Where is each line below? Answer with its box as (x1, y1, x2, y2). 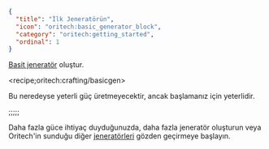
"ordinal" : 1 (15, 37, 60, 46)
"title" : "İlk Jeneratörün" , (15, 15, 115, 23)
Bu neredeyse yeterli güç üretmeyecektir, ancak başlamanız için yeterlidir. (8, 92, 255, 101)
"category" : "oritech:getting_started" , (15, 30, 154, 38)
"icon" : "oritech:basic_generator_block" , (15, 23, 162, 31)
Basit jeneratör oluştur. (8, 60, 85, 70)
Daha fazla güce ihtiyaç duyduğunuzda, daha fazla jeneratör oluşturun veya (8, 122, 262, 133)
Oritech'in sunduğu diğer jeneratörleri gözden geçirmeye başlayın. (8, 131, 231, 141)
